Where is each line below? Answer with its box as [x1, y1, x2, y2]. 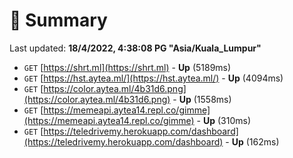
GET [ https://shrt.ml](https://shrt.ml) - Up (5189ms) [23, 61, 232, 73]
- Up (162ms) [225, 135, 280, 148]
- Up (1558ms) [172, 93, 232, 105]
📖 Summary [9, 9, 108, 32]
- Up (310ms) [196, 114, 251, 126]
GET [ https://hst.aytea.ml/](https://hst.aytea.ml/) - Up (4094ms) [23, 72, 284, 84]
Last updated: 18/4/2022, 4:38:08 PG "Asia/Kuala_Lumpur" [9, 42, 262, 54]
